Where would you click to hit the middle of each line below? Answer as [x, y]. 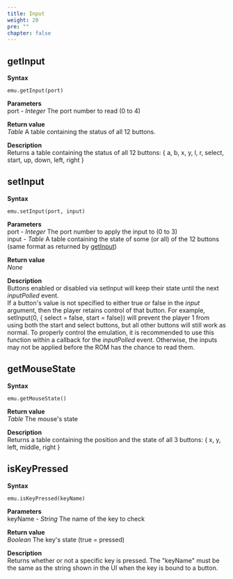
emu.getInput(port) [35, 91]
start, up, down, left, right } [46, 160]
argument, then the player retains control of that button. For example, [106, 310]
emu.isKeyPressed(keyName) [46, 498]
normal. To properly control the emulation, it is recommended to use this [111, 332]
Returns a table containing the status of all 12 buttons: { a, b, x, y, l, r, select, [116, 153]
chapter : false [29, 33]
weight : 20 [23, 20]
